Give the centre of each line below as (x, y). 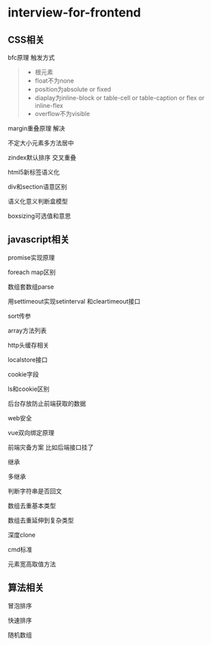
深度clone (22, 534)
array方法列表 (27, 330)
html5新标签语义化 (34, 172)
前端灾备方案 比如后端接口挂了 (51, 447)
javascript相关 (39, 239)
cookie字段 (24, 374)
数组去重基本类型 (32, 506)
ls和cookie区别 (29, 389)
